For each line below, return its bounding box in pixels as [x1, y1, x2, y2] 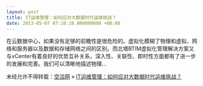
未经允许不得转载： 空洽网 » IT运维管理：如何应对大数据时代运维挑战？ [6, 73, 182, 81]
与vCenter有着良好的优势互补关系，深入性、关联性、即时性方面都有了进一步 [6, 53, 196, 60]
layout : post [6, 8, 39, 15]
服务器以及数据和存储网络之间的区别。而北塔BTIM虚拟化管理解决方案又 [16, 45, 195, 52]
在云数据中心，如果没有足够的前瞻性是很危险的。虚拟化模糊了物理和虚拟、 [6, 38, 192, 45]
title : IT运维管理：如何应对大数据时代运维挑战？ [6, 15, 117, 21]
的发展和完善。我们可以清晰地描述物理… [6, 60, 107, 67]
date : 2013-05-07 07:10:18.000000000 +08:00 [6, 20, 121, 26]
